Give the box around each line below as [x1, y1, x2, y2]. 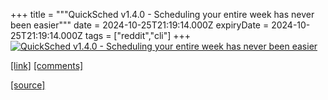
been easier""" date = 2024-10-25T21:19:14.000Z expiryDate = [10, 19, 270, 31]
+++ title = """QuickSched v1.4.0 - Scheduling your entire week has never [10, 9, 315, 20]
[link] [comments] [10, 60, 84, 71]
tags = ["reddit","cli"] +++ [84, 30, 192, 41]
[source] [10, 79, 46, 91]
